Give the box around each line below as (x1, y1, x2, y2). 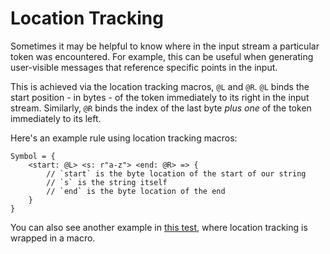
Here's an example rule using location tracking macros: (10, 132, 238, 144)
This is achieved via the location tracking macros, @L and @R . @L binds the (10, 80, 310, 92)
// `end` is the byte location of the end (46, 186, 226, 196)
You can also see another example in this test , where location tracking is (10, 221, 308, 233)
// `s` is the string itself (46, 177, 168, 187)
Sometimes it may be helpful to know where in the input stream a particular (10, 40, 320, 52)
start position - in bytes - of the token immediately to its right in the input (10, 91, 310, 103)
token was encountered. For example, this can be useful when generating (10, 50, 314, 62)
